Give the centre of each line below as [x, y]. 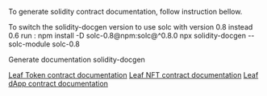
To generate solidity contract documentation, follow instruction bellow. [125, 12]
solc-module [29, 44]
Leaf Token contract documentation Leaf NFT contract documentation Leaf [133, 75]
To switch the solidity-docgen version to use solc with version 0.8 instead [131, 27]
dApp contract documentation [58, 84]
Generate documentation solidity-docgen [77, 60]
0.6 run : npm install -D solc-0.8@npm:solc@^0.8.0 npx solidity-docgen [127, 36]
